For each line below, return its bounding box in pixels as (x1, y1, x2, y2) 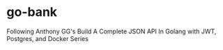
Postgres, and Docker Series (6, 34, 89, 42)
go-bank (6, 4, 57, 20)
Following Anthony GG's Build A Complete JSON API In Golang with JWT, (6, 27, 217, 35)
